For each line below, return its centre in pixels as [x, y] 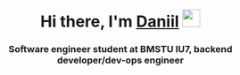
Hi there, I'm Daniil [110, 22]
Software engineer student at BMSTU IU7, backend [120, 49]
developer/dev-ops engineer [120, 60]
